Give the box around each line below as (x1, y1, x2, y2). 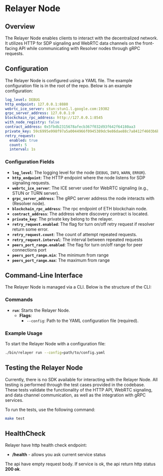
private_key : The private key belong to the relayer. (12, 216, 114, 221)
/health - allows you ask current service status (12, 452, 106, 458)
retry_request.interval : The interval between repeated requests (12, 237, 143, 242)
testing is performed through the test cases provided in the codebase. (5, 382, 146, 388)
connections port (12, 247, 47, 253)
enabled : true (9, 138, 38, 143)
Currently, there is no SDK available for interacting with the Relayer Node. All (5, 376, 158, 382)
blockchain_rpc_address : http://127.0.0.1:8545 (5, 115, 103, 120)
